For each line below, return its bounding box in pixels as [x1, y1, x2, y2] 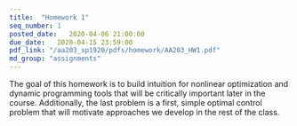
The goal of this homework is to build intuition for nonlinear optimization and [9, 79, 289, 89]
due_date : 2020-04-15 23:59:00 [9, 37, 133, 47]
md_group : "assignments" [9, 54, 101, 63]
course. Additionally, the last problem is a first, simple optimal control [9, 98, 262, 107]
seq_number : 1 [9, 21, 62, 30]
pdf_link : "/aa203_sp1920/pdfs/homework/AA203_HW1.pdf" [9, 46, 221, 55]
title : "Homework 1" [9, 12, 90, 22]
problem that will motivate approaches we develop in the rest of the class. [9, 107, 280, 117]
